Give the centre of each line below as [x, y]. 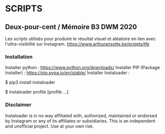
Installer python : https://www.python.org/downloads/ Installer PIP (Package [82, 68]
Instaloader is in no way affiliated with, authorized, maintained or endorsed [81, 115]
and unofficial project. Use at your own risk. [49, 126]
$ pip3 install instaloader [30, 83]
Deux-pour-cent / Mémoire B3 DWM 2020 [71, 27]
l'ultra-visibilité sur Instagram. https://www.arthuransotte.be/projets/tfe [77, 44]
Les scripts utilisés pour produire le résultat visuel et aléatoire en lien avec [81, 39]
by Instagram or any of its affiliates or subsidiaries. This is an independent [80, 121]
